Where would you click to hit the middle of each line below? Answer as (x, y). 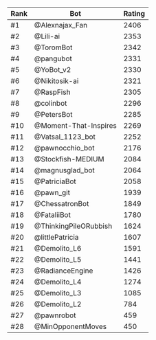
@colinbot (51, 103)
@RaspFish (52, 92)
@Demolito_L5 (58, 259)
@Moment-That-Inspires (75, 125)
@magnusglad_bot (64, 170)
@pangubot (53, 59)
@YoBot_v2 (53, 70)
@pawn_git (52, 193)
